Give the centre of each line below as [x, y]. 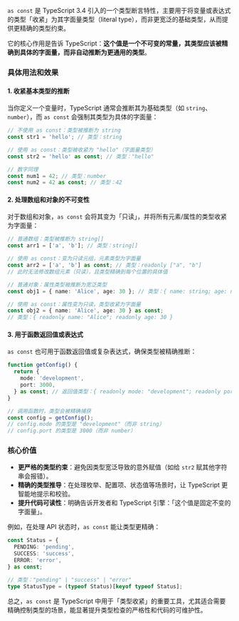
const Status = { [33, 541]
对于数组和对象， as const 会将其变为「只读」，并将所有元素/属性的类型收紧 [117, 216]
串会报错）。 [35, 476]
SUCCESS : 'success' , [44, 554]
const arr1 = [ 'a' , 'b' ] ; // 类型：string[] [73, 246]
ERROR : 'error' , [38, 560]
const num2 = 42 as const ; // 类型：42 [65, 183]
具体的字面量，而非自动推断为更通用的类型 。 [85, 52]
